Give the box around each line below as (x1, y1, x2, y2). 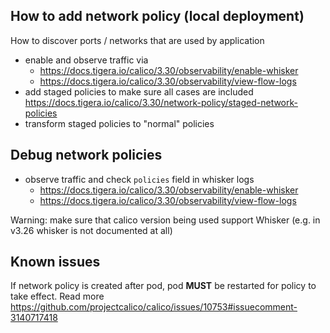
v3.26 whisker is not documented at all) (10, 224, 173, 236)
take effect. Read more (10, 290, 105, 303)
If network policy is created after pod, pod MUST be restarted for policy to (10, 280, 317, 292)
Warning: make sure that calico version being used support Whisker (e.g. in (10, 214, 321, 226)
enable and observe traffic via (24, 54, 149, 66)
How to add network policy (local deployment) (10, 8, 305, 25)
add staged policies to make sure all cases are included (24, 85, 254, 98)
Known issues (10, 254, 101, 271)
